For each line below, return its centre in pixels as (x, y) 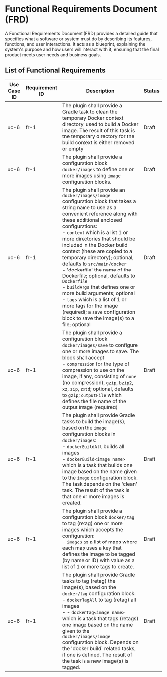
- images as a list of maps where (100, 542)
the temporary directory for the (98, 136)
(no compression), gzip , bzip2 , (97, 382)
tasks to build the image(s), (94, 421)
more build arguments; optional (98, 293)
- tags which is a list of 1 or (94, 299)
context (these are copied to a (97, 251)
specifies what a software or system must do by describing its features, (78, 39)
